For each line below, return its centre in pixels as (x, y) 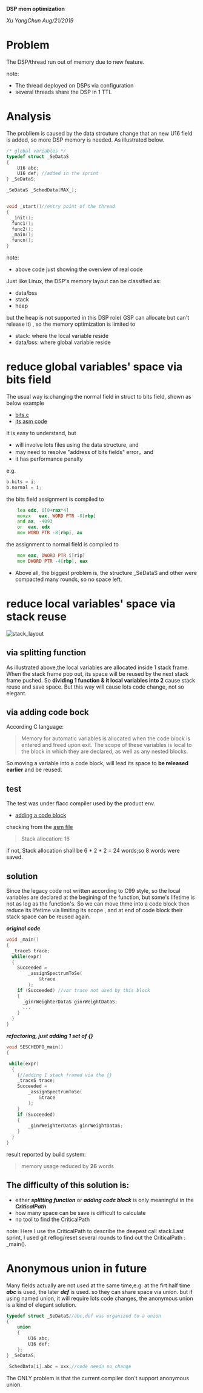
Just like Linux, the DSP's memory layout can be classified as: (84, 281)
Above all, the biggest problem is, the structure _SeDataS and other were (106, 573)
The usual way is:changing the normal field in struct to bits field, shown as (99, 396)
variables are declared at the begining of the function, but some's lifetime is (101, 897)
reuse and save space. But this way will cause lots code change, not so (95, 687)
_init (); (23, 218)
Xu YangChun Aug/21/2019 (40, 20)
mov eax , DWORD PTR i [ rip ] (51, 555)
